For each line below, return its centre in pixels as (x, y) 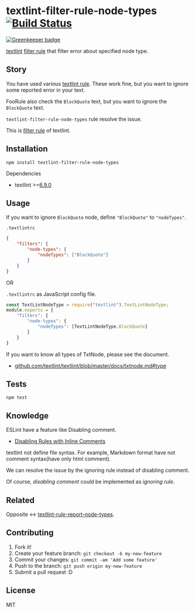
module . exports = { (30, 310)
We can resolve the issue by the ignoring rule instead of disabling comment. (98, 470)
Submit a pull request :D (44, 572)
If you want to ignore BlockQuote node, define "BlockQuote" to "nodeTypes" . (96, 217)
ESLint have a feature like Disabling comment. (61, 430)
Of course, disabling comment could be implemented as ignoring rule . (90, 482)
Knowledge (27, 416)
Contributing (30, 533)
